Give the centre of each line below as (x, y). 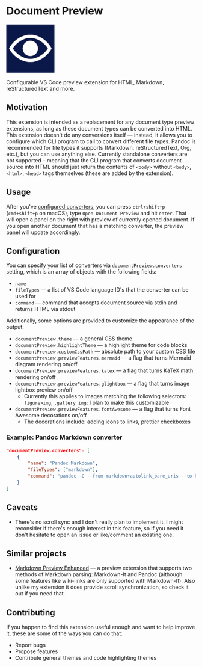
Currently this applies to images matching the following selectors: (105, 396)
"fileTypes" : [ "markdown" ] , (63, 470)
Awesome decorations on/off (51, 416)
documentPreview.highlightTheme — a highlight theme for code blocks (101, 345)
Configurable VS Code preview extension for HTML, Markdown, (85, 82)
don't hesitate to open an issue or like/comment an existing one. (94, 535)
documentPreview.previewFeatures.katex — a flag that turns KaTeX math (104, 370)
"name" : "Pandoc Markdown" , (63, 463)
